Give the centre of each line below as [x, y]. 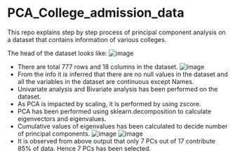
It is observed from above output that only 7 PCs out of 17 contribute [116, 141]
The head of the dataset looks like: [57, 53]
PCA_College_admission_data [96, 13]
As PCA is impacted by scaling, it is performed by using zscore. [109, 103]
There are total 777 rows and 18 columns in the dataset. [98, 66]
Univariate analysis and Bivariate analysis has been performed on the [117, 89]
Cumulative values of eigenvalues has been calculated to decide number [122, 126]
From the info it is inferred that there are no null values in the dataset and [122, 74]
